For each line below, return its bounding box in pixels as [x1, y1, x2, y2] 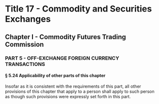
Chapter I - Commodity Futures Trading [5, 33, 126, 41]
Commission [5, 40, 44, 49]
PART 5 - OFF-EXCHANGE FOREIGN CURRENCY [5, 54, 120, 61]
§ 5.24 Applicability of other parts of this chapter [5, 73, 106, 78]
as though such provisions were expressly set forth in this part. [5, 93, 131, 99]
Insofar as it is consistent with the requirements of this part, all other [5, 83, 142, 89]
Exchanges [5, 13, 51, 25]
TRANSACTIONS [5, 61, 45, 67]
